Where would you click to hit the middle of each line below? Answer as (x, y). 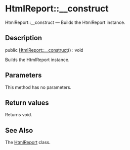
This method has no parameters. (38, 87)
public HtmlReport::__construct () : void (44, 50)
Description (23, 38)
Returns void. (19, 115)
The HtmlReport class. (28, 143)
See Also (19, 130)
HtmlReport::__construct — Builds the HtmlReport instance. (65, 22)
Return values (27, 103)
